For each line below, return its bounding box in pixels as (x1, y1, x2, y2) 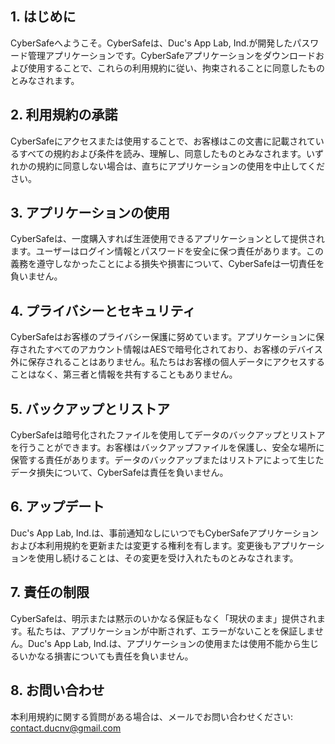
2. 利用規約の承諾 (10, 107, 118, 124)
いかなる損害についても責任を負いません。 (18, 650, 194, 662)
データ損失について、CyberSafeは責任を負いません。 (10, 467, 229, 479)
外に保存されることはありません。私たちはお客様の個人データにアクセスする (10, 356, 325, 368)
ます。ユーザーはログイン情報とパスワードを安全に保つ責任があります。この (10, 245, 324, 257)
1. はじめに (10, 8, 77, 26)
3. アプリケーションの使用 (10, 205, 171, 222)
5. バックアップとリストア (10, 400, 170, 417)
